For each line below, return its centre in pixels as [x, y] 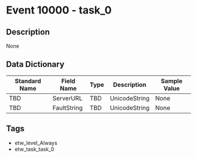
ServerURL [67, 98]
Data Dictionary [35, 64]
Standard [28, 81]
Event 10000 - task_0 [59, 10]
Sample [172, 81]
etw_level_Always [36, 143]
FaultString [68, 107]
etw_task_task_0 [34, 149]
